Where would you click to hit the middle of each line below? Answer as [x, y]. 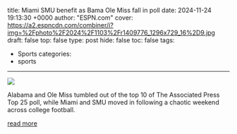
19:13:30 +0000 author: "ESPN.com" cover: [71, 18]
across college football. [41, 110]
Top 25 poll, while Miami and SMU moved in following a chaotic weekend [114, 102]
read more [22, 123]
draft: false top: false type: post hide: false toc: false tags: [91, 40]
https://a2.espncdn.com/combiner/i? [61, 25]
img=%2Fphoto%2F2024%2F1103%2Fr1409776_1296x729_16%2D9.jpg [111, 32]
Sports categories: [44, 54]
